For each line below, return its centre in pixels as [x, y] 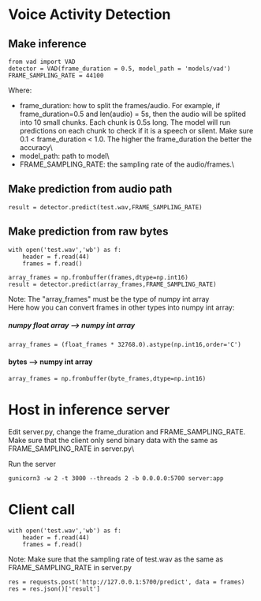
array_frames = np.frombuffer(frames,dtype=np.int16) [99, 277]
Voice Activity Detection [89, 15]
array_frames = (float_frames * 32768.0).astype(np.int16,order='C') [125, 344]
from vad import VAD [42, 62]
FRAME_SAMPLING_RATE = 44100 [56, 76]
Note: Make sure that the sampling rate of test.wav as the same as [116, 559]
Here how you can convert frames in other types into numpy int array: [121, 307]
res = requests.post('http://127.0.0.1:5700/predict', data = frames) [127, 582]
